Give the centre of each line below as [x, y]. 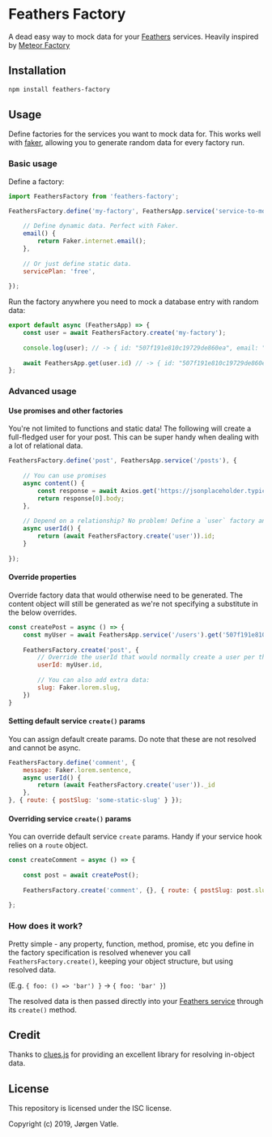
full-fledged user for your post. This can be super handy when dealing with [134, 437]
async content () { [54, 483]
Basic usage [33, 164]
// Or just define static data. [77, 264]
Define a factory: [36, 181]
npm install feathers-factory [59, 89]
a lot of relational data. [46, 446]
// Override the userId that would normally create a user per [146, 658]
